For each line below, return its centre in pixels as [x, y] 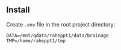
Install [18, 10]
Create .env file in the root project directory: [61, 24]
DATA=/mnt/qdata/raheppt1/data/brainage [58, 36]
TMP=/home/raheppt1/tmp [36, 41]
